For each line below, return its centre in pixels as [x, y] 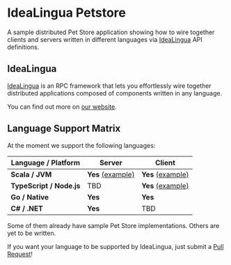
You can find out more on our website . [62, 107]
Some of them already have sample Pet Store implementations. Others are [113, 225]
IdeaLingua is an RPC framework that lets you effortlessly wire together [110, 86]
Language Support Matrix [64, 129]
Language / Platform [46, 162]
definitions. [23, 47]
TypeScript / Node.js [46, 185]
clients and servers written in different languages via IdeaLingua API [105, 39]
